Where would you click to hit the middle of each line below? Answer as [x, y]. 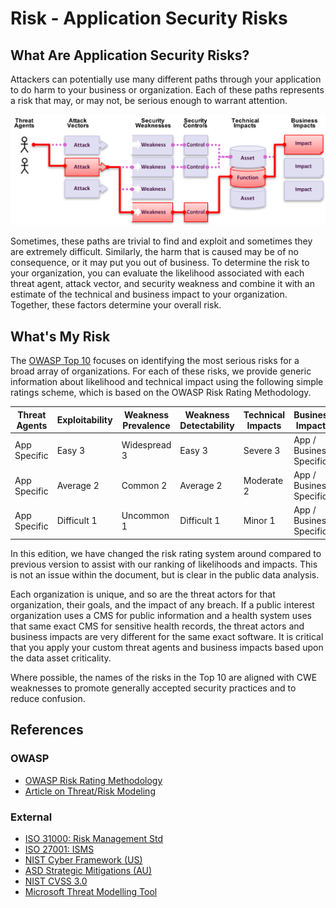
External [31, 817]
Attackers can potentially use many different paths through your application [166, 79]
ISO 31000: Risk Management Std [94, 838]
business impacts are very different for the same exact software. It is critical [167, 636]
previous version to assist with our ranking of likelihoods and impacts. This [164, 564]
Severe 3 [262, 450]
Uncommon [145, 515]
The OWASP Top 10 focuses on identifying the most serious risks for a [155, 361]
